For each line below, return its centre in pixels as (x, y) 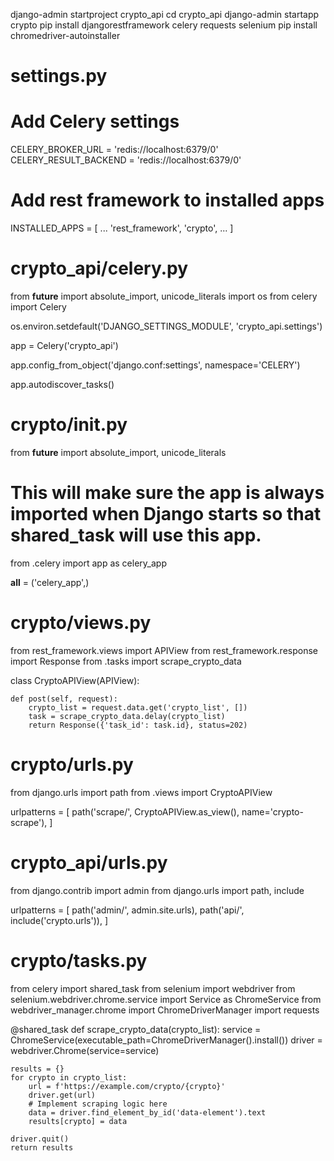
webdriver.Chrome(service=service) (85, 1050)
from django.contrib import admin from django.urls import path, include (157, 890)
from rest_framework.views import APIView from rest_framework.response (164, 650)
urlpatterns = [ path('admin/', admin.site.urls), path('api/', (127, 910)
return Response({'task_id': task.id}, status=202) (138, 725)
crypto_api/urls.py (89, 862)
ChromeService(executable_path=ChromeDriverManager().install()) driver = (166, 1040)
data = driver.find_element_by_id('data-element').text (147, 1112)
